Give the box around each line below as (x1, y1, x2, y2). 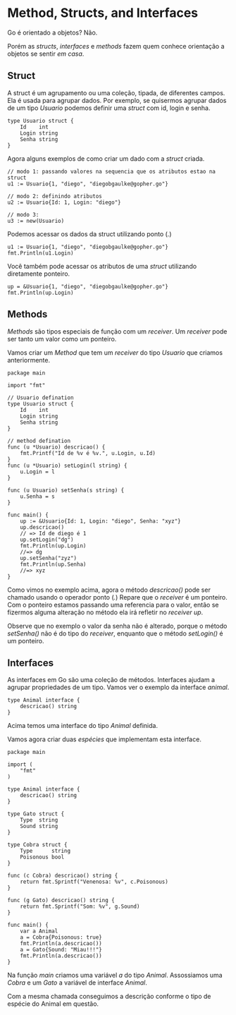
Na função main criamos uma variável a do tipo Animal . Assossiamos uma (7, 971, 223, 980)
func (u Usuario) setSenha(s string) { (7, 487, 125, 494)
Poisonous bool (20, 853, 65, 861)
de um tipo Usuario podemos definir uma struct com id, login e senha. (7, 104, 211, 112)
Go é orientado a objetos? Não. (7, 28, 98, 37)
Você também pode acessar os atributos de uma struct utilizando (7, 262, 197, 270)
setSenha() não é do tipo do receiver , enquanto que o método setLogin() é (7, 629, 223, 638)
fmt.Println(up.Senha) (20, 561, 87, 568)
